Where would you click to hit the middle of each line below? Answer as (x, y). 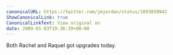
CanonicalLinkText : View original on (53, 23)
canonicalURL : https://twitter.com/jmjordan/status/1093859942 (87, 12)
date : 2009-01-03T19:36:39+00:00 (48, 28)
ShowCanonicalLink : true (37, 17)
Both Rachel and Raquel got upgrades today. (61, 45)
